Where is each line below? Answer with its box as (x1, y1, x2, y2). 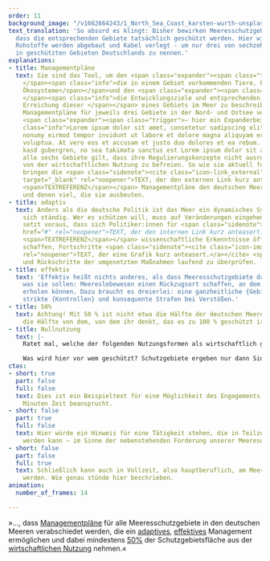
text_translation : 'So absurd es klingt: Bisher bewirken (8, 26, 207, 35)
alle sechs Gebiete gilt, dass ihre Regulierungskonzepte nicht (22, 153, 243, 161)
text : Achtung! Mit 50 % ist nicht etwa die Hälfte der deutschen (15, 310, 243, 318)
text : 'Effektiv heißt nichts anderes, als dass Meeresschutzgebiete (15, 273, 253, 281)
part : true (15, 414, 52, 422)
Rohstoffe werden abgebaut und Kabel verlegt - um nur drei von (15, 42, 235, 50)
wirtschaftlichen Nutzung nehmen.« (8, 543, 127, 553)
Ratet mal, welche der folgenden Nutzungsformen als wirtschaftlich (22, 340, 257, 348)
